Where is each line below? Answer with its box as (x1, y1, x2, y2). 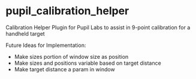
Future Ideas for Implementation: (5, 42, 86, 49)
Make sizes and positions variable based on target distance (14, 59, 161, 67)
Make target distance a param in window (14, 65, 115, 72)
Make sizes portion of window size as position (14, 53, 129, 60)
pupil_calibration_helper (5, 4, 129, 18)
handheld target (5, 30, 46, 37)
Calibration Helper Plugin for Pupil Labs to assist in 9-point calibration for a (5, 24, 191, 31)
